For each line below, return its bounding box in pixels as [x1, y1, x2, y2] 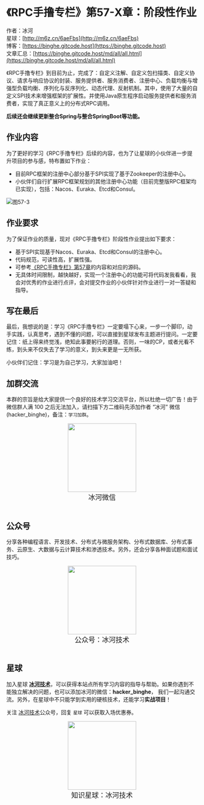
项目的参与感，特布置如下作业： [11, 157, 92, 165]
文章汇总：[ [6, 49, 35, 57]
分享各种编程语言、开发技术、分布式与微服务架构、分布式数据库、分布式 [6, 538, 187, 545]
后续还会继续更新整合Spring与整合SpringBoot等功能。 [6, 112, 143, 119]
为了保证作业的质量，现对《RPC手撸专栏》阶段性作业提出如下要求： [6, 235, 177, 243]
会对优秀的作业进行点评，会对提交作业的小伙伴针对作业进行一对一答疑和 [15, 278, 196, 286]
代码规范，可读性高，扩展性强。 [15, 255, 95, 263]
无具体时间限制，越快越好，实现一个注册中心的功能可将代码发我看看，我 [15, 271, 196, 278]
